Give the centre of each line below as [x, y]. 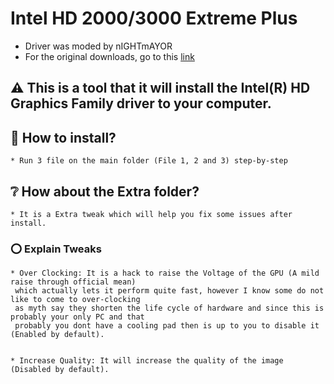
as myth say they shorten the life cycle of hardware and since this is [169, 308]
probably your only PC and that [77, 317]
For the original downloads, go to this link [109, 56]
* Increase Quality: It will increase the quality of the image [147, 361]
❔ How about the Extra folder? [105, 191]
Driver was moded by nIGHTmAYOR [98, 46]
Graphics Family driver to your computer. [141, 103]
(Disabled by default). [60, 370]
